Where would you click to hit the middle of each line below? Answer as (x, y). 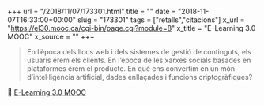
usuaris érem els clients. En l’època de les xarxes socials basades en (139, 60)
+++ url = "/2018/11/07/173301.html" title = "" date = (92, 11)
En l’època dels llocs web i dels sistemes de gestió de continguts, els (139, 52)
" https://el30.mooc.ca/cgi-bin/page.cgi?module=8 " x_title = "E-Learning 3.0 (132, 28)
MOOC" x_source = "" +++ (51, 36)
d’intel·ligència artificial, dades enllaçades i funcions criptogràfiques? (140, 77)
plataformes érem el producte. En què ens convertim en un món (131, 69)
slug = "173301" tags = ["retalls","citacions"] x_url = (161, 20)
